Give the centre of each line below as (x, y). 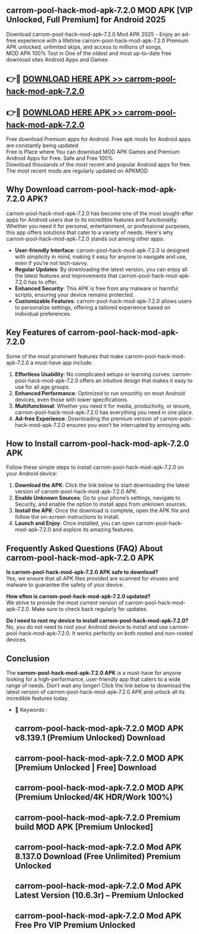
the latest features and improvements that (66, 275)
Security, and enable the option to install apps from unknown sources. (101, 504)
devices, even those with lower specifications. (71, 400)
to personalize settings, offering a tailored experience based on (93, 307)
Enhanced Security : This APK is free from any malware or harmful (97, 288)
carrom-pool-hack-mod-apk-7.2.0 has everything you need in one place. (104, 412)
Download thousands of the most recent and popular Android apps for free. (99, 165)
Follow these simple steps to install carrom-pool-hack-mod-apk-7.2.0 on (95, 467)
